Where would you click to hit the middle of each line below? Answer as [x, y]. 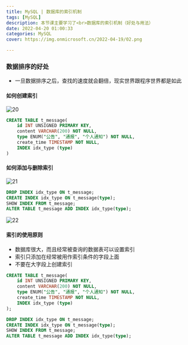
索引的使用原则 [24, 235]
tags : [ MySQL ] [24, 17]
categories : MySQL [29, 34]
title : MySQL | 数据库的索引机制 [44, 12]
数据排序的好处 [28, 66]
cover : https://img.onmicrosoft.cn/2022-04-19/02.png [74, 39]
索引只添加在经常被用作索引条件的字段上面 [67, 257]
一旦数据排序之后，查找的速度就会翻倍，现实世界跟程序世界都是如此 [98, 81]
